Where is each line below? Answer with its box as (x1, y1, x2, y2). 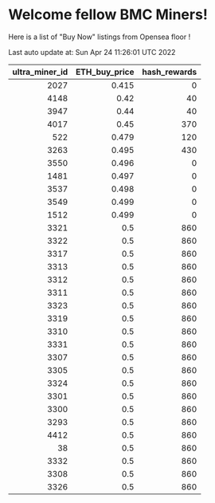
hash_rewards (142, 66, 197, 77)
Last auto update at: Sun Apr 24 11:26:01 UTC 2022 (8, 47, 176, 57)
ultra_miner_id (12, 66, 68, 77)
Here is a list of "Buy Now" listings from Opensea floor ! (8, 32, 191, 41)
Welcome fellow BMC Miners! (8, 6, 209, 24)
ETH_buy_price (75, 66, 135, 77)
